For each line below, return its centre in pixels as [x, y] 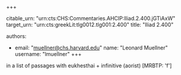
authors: [16, 36]
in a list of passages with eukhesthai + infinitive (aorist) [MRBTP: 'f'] [89, 65]
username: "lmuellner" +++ [48, 54]
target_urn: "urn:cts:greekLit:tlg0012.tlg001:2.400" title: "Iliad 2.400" [90, 25]
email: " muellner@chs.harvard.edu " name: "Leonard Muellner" [91, 48]
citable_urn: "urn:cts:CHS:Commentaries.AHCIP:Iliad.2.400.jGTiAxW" [91, 18]
